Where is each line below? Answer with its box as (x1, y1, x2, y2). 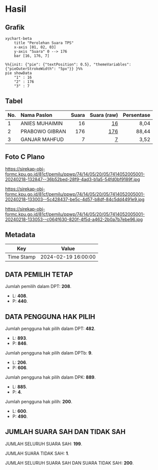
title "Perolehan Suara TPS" (14, 40, 74, 45)
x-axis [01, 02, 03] (14, 45, 56, 50)
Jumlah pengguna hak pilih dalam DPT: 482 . (5, 325, 96, 331)
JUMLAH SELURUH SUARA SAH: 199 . (5, 440, 82, 447)
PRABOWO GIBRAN (20, 128, 66, 135)
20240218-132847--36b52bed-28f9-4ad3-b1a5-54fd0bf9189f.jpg (5, 176, 140, 182)
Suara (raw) (89, 111, 118, 118)
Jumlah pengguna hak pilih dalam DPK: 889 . (5, 374, 96, 380)
